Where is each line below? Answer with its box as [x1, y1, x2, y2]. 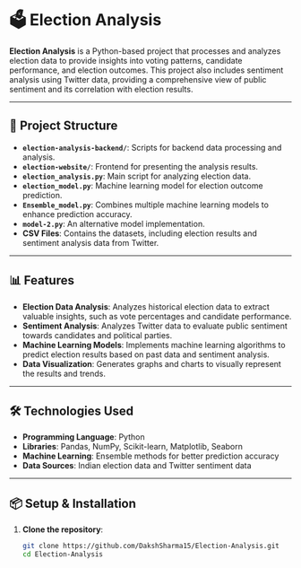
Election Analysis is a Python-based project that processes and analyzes [9, 45, 281, 57]
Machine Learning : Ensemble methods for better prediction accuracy [21, 450, 279, 461]
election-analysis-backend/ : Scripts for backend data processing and [21, 142, 282, 153]
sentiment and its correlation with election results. [9, 83, 193, 94]
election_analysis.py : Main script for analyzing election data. [21, 170, 252, 181]
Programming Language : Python [21, 432, 145, 442]
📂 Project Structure [9, 118, 118, 134]
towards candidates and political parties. [21, 329, 173, 340]
